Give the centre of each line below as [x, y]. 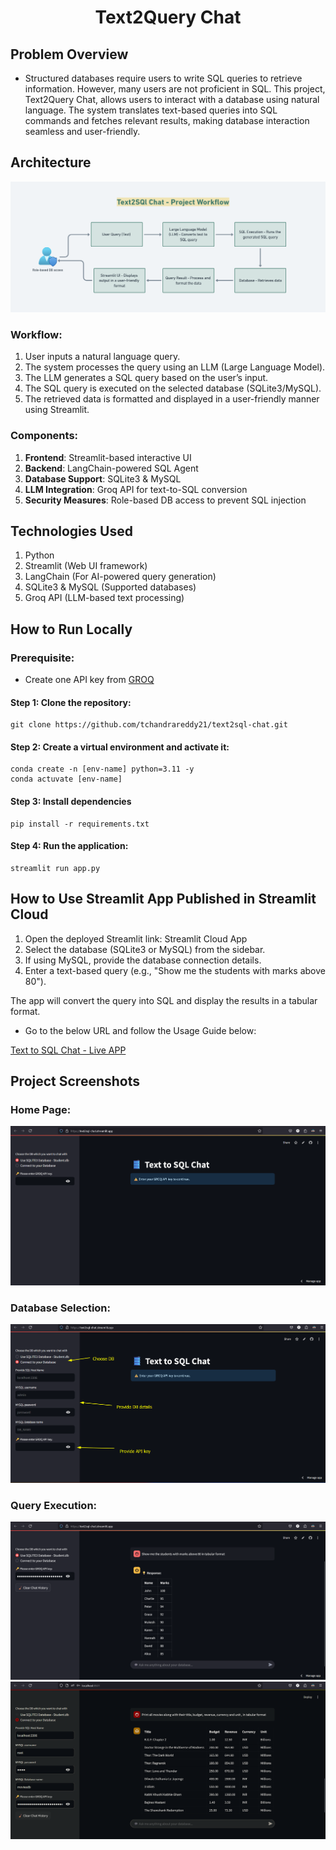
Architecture [51, 162]
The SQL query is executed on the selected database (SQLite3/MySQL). [173, 388]
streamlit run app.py [55, 868]
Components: [44, 436]
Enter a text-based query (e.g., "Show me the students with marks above [175, 970]
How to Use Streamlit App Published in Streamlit [163, 899]
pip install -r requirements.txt [80, 824]
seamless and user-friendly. [82, 131]
